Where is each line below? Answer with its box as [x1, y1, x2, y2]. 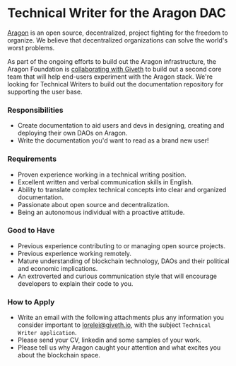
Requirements [7, 154, 57, 164]
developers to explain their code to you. [17, 279, 134, 288]
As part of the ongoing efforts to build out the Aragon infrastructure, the [7, 57, 217, 65]
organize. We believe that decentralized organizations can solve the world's [7, 35, 228, 44]
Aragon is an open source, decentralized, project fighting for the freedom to [7, 28, 228, 37]
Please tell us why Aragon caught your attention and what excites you [17, 343, 221, 352]
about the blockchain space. [17, 351, 100, 360]
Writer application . [17, 328, 77, 337]
